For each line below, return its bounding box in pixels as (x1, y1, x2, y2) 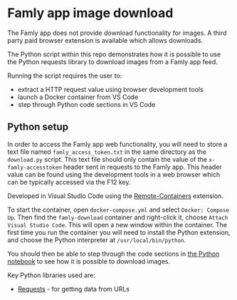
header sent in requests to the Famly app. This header (63, 162, 222, 171)
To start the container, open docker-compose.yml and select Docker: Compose (7, 205, 230, 214)
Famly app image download (7, 5, 174, 21)
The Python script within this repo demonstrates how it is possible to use (7, 50, 221, 58)
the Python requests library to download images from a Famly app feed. (7, 57, 218, 66)
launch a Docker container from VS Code (17, 93, 139, 101)
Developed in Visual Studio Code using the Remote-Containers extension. (7, 191, 224, 200)
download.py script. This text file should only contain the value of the (7, 155, 208, 163)
